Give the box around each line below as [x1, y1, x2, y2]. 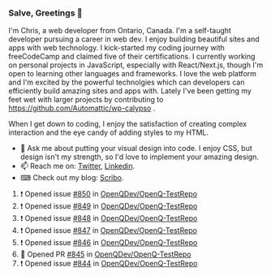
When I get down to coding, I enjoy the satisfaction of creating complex [8, 119, 247, 129]
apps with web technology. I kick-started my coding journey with [8, 43, 225, 53]
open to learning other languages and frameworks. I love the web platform [8, 69, 257, 79]
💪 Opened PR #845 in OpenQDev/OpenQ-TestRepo [19, 249, 192, 259]
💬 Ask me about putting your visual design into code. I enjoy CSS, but [19, 144, 253, 153]
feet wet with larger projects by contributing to [8, 95, 164, 105]
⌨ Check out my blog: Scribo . [19, 173, 124, 183]
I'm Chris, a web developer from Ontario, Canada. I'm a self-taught [8, 26, 231, 36]
